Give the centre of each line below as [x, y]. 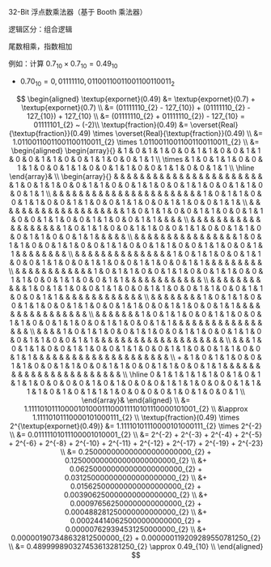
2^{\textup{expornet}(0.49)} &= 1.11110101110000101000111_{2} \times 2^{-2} [136, 426]
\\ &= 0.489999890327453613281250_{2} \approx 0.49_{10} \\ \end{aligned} [136, 546]
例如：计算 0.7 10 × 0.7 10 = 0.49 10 [63, 65]
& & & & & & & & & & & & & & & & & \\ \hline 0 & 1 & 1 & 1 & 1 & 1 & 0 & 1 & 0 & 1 [136, 374]
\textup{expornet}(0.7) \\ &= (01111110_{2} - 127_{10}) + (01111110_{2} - [136, 107]
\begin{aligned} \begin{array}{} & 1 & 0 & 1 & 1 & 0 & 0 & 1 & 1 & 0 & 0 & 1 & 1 [136, 150]
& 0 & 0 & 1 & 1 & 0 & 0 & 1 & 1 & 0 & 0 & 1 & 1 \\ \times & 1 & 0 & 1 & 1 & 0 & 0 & [136, 159]
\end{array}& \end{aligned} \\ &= [136, 400]
